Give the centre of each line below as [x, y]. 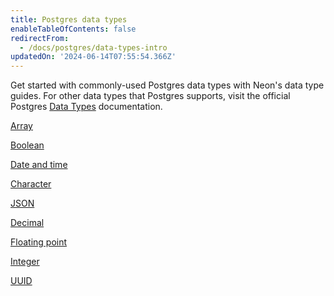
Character [31, 184]
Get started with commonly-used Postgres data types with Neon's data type [167, 85]
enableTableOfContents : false [73, 29]
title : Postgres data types [69, 19]
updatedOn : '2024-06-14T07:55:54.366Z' [93, 57]
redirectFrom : [40, 38]
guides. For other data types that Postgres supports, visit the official [150, 96]
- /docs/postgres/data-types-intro [93, 47]
